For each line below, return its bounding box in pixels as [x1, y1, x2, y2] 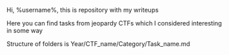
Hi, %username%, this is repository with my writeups [6, 6, 159, 14]
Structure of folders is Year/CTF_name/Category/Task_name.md [6, 40, 191, 47]
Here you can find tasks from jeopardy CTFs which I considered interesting [6, 19, 222, 27]
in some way [6, 27, 43, 34]
